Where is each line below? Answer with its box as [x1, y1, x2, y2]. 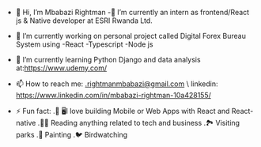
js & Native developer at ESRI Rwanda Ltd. [15, 16, 153, 25]
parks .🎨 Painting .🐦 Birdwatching [15, 130, 128, 139]
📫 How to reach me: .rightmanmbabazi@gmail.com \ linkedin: [15, 79, 219, 89]
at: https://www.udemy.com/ [15, 63, 108, 73]
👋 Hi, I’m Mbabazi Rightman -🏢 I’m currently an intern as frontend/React [15, 8, 250, 17]
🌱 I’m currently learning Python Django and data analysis [15, 55, 201, 64]
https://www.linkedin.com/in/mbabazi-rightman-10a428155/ [15, 91, 211, 100]
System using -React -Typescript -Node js [15, 40, 153, 49]
